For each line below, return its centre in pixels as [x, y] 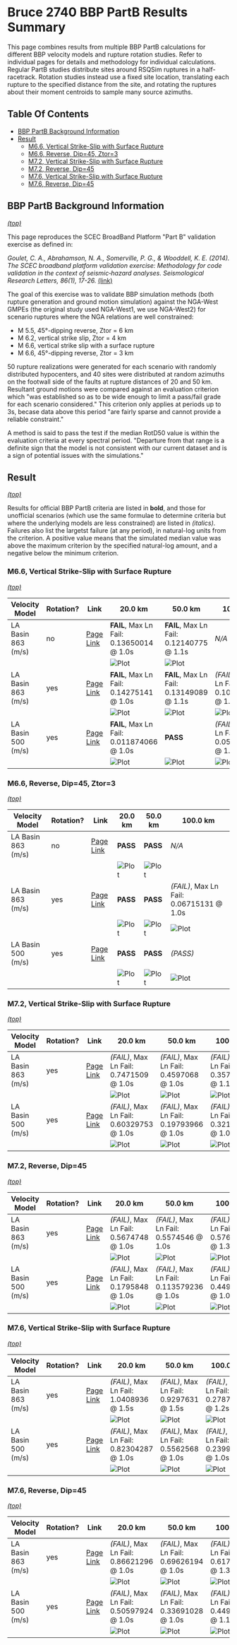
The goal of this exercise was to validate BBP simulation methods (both [110, 294]
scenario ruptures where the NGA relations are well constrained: [101, 317]
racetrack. [22, 77]
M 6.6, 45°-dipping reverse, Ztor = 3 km [75, 353]
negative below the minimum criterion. [63, 553]
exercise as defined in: [40, 244]
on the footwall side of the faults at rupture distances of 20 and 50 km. [110, 382]
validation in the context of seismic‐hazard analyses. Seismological [106, 273]
